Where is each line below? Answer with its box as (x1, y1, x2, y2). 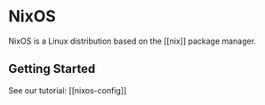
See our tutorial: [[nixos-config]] (8, 85, 127, 95)
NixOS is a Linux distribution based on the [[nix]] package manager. (8, 36, 257, 46)
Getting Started (8, 61, 96, 77)
